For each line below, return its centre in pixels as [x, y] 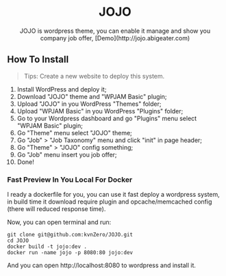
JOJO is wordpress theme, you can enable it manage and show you [115, 31]
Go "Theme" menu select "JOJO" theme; [74, 133]
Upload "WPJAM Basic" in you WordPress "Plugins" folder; [100, 111]
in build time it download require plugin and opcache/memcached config [110, 202]
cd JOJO [18, 241]
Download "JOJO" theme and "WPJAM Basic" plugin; [92, 96]
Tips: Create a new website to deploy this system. [94, 76]
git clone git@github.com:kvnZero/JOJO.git [70, 235]
